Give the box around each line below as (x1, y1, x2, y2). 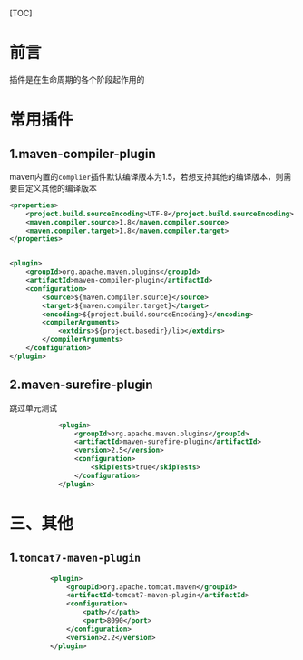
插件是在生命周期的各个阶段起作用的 (9, 74, 145, 85)
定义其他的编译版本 (24, 182, 97, 194)
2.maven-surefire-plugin (9, 377, 153, 393)
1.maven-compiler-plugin (9, 145, 156, 162)
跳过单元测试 (9, 402, 57, 413)
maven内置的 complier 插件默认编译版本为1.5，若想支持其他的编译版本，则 (9, 171, 284, 182)
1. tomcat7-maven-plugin (9, 550, 141, 565)
